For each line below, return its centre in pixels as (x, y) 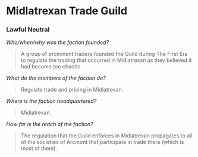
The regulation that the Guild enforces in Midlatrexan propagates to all (106, 136)
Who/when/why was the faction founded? (58, 42)
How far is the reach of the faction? (50, 124)
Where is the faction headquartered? (51, 101)
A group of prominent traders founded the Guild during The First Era (104, 54)
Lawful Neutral (28, 30)
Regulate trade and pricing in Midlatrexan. (72, 90)
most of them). (39, 148)
